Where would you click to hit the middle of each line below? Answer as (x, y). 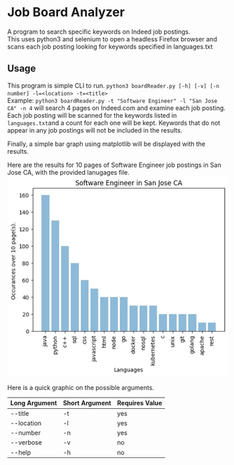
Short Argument (87, 403)
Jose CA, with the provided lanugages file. (68, 172)
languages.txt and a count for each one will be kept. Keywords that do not (114, 123)
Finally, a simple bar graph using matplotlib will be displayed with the (106, 144)
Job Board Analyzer (66, 12)
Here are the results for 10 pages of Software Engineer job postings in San (115, 165)
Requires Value (139, 403)
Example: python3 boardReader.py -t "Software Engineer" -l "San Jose (112, 100)
